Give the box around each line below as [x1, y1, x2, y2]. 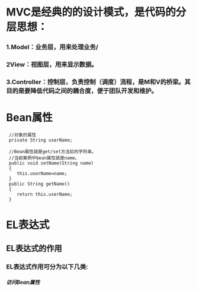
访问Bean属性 [6, 279, 40, 286]
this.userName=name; [17, 170, 67, 176]
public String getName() [8, 181, 70, 187]
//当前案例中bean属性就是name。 [8, 155, 80, 161]
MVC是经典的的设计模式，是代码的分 [6, 5, 186, 19]
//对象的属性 [8, 132, 37, 138]
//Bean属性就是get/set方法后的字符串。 [8, 148, 96, 154]
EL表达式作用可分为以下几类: [6, 262, 88, 271]
